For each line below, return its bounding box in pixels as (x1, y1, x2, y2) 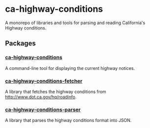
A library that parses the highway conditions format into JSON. (5, 117, 132, 124)
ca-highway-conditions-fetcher (5, 77, 83, 84)
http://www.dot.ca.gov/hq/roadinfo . (5, 94, 77, 99)
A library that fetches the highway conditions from (5, 89, 106, 95)
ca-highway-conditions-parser (5, 106, 81, 113)
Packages (5, 39, 36, 48)
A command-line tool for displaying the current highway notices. (5, 65, 135, 71)
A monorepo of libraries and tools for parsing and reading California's (5, 20, 146, 26)
